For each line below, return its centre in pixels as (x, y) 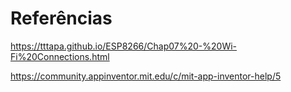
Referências (61, 18)
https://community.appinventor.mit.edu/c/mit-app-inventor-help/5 (146, 76)
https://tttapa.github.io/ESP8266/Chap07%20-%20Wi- (124, 46)
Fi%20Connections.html (60, 56)
